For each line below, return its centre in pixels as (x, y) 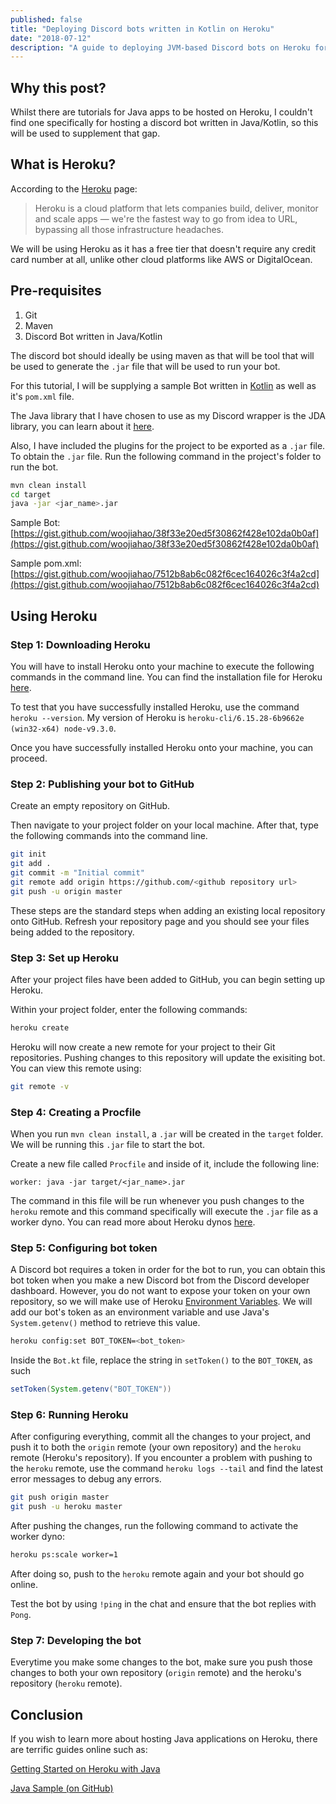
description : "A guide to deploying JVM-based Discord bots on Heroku (160, 47)
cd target (31, 494)
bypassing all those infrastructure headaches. (129, 229)
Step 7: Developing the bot (76, 1640)
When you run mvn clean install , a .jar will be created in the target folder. (167, 1134)
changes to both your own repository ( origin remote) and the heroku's (156, 1673)
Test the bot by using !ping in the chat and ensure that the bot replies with (163, 1603)
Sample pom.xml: (46, 563)
